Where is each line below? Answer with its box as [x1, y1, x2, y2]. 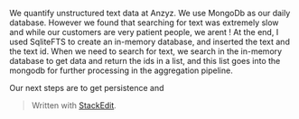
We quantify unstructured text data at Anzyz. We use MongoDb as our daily [9, 8, 291, 18]
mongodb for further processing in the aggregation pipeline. [9, 65, 233, 76]
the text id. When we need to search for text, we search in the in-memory [9, 46, 283, 57]
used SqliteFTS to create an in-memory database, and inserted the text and [9, 36, 291, 47]
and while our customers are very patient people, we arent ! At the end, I [9, 27, 279, 37]
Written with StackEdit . [31, 100, 117, 111]
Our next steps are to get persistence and [9, 83, 164, 93]
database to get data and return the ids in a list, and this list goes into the [9, 56, 281, 66]
